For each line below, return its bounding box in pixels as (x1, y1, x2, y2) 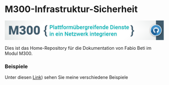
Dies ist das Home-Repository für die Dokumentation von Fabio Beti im (5, 45, 152, 51)
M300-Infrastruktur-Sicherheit (5, 4, 138, 15)
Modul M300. (5, 50, 33, 56)
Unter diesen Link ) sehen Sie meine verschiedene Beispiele (5, 74, 128, 80)
